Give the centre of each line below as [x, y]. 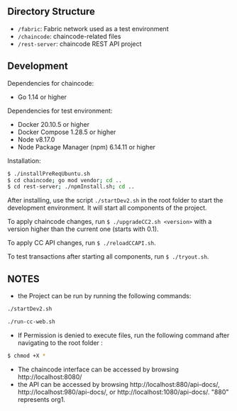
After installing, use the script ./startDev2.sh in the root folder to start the [115, 201]
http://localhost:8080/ [50, 377]
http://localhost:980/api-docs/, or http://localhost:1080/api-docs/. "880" [123, 392]
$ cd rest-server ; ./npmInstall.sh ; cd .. [71, 187]
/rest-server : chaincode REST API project [79, 44]
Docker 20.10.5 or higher [54, 124]
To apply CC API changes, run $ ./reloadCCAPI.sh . [82, 243]
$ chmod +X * [27, 356]
